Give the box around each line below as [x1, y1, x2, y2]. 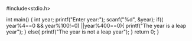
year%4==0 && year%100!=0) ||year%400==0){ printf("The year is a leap [6, 23, 187, 29]
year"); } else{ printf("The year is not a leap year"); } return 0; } [6, 28, 160, 35]
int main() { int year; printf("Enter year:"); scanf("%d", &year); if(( [6, 16, 164, 23]
